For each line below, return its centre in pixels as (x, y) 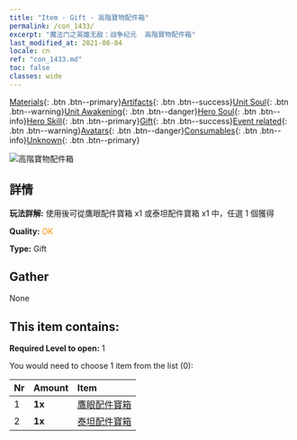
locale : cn (30, 51)
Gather (29, 277)
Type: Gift (28, 248)
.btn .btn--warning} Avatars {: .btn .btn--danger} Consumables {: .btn (134, 130)
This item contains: (64, 326)
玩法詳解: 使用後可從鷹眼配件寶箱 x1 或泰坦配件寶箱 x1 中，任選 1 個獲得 (142, 213)
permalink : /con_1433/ (52, 26)
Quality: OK (31, 231)
